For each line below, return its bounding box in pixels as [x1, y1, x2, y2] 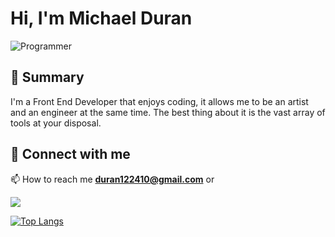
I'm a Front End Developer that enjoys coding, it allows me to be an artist [10, 95, 309, 107]
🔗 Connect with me [10, 146, 131, 163]
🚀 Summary [10, 69, 85, 86]
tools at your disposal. [10, 117, 102, 129]
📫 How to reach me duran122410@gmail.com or [10, 173, 215, 185]
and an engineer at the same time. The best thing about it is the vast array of [10, 106, 326, 118]
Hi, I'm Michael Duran [10, 7, 193, 30]
